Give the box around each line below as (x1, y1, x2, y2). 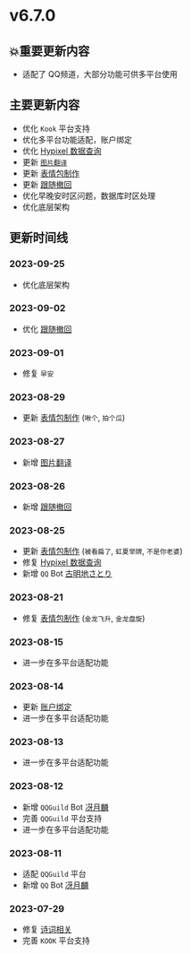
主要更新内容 (9, 98, 80, 113)
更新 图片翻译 (21, 156, 68, 167)
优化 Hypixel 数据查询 (21, 145, 102, 156)
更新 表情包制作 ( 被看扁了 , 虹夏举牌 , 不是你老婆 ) (21, 546, 183, 557)
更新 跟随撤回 (21, 178, 72, 189)
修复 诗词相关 (21, 924, 72, 935)
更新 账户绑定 (21, 701, 72, 713)
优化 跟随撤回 (21, 324, 72, 334)
